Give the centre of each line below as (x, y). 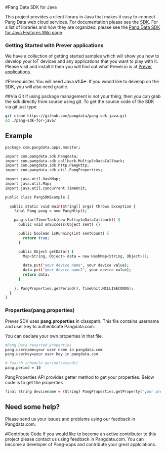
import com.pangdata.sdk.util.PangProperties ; (54, 170)
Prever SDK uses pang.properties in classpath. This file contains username (82, 321)
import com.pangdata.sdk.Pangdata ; (42, 156)
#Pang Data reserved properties (38, 345)
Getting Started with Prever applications (54, 45)
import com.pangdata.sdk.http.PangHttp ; (47, 165)
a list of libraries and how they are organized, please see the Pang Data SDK (83, 27)
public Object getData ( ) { (46, 251)
